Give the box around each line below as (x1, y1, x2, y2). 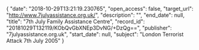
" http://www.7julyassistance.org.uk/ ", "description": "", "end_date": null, (6, 11, 185, 19)
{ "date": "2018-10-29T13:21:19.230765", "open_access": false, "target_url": (6, 5, 194, 12)
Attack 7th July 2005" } (6, 37, 65, 44)
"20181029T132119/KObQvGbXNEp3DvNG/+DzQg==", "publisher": (6, 24, 172, 31)
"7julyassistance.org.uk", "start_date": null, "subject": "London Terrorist (6, 31, 184, 38)
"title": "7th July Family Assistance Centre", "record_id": (6, 18, 145, 25)
